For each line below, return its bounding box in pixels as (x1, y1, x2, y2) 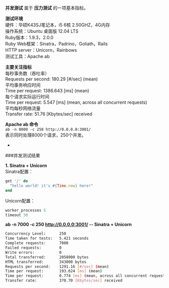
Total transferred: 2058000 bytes (5, 254, 89, 260)
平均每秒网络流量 (5, 105, 41, 111)
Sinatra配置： (5, 169, 34, 174)
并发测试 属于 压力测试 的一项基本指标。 (5, 5, 89, 11)
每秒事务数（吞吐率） (5, 70, 49, 76)
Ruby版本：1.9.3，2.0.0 (5, 35, 54, 40)
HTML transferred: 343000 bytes (5, 259, 87, 264)
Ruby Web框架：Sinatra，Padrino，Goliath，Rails (5, 41, 108, 47)
